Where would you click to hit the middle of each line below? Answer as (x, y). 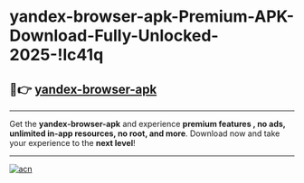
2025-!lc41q (57, 55)
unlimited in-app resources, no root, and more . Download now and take (145, 133)
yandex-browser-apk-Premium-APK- (152, 17)
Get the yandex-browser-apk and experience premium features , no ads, (147, 124)
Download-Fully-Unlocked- (114, 36)
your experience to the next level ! (72, 143)
